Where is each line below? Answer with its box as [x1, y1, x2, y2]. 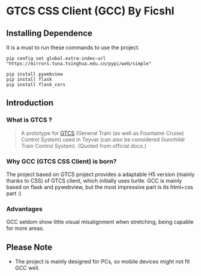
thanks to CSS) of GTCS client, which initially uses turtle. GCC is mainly [6, 177, 182, 184]
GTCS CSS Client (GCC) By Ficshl [6, 4, 175, 18]
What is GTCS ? [6, 116, 53, 124]
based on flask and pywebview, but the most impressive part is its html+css [6, 183, 193, 190]
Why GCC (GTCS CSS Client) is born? [6, 157, 117, 165]
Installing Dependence [6, 28, 93, 38]
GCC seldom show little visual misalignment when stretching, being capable [6, 219, 194, 226]
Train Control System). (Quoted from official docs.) [20, 142, 147, 149]
